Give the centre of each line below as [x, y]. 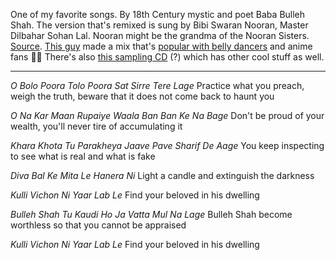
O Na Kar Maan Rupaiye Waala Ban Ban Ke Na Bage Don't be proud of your [167, 115]
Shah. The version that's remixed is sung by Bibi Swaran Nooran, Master [159, 25]
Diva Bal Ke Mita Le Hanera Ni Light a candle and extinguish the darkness [162, 175]
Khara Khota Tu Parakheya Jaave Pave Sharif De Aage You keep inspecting [167, 145]
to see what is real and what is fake [83, 156]
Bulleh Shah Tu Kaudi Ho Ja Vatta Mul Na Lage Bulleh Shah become [151, 214]
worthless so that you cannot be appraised [98, 225]
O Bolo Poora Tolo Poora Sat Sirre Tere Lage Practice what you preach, [157, 85]
